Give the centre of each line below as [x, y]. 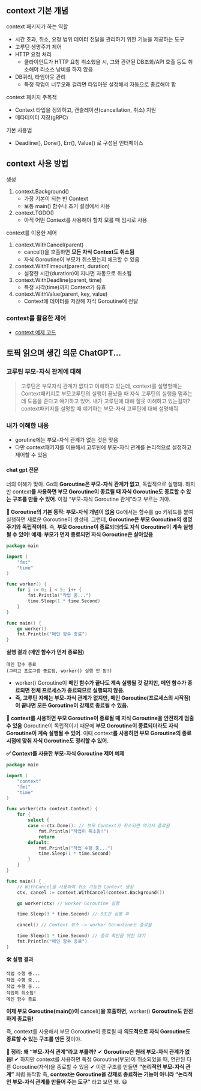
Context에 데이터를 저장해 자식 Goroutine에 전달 [81, 301]
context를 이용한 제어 [31, 233]
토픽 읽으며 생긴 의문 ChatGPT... [64, 353]
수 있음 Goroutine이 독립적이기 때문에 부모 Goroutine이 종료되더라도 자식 [92, 726]
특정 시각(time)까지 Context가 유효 [65, 287]
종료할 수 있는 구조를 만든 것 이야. [44, 1039]
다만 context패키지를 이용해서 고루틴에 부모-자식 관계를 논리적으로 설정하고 [103, 447]
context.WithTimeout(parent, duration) [62, 266]
